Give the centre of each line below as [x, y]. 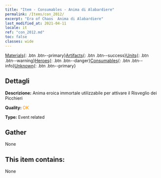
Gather [16, 132]
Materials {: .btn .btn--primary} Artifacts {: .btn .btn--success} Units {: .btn [77, 55]
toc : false [16, 37]
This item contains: [35, 159]
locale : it [16, 28]
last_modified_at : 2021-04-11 [36, 23]
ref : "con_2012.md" [25, 32]
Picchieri [14, 98]
